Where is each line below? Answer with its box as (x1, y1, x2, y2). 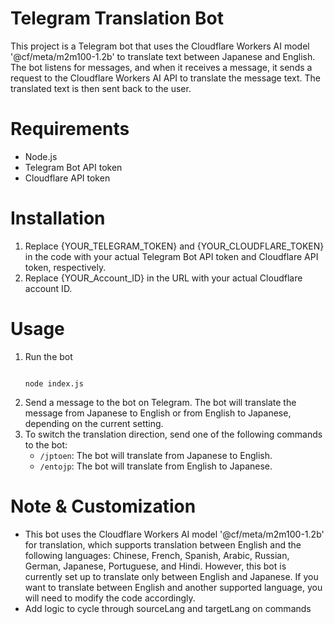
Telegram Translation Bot (10, 7, 224, 30)
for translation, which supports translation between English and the (24, 538, 302, 551)
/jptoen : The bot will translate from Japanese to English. (39, 449, 273, 461)
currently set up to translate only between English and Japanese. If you (24, 570, 319, 582)
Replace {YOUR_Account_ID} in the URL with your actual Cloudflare (24, 272, 303, 284)
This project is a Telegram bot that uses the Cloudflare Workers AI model (10, 40, 310, 52)
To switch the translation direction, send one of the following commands (24, 428, 323, 440)
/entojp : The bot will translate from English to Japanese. (39, 460, 273, 472)
